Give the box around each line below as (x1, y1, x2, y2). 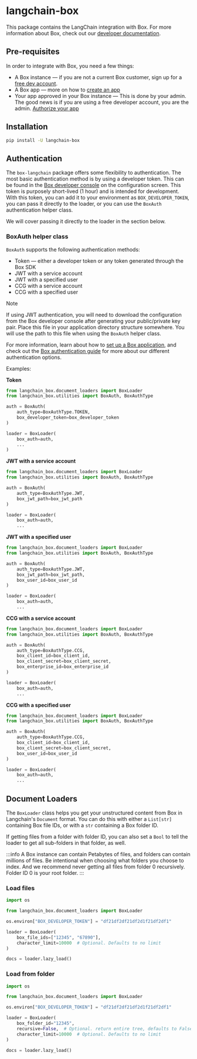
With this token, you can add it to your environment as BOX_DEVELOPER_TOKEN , (6, 194, 189, 201)
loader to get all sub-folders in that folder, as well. (6, 839, 126, 846)
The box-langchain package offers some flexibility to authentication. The (6, 169, 182, 176)
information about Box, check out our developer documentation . (6, 29, 161, 36)
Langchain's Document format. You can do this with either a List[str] (6, 815, 172, 822)
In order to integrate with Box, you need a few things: (6, 62, 134, 69)
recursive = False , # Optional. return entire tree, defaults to (16, 1026, 177, 1031)
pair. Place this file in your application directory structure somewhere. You (6, 324, 185, 331)
